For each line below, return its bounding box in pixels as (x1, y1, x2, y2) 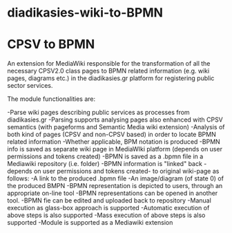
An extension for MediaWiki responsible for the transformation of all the (7, 59, 211, 68)
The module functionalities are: (7, 95, 95, 103)
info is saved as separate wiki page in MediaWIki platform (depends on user (7, 145, 223, 153)
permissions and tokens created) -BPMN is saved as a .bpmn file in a (7, 152, 204, 160)
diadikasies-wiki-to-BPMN (7, 5, 164, 21)
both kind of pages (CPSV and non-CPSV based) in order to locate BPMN (7, 130, 216, 139)
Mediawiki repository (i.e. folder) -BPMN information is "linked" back (7, 160, 202, 168)
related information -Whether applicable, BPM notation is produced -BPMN (7, 138, 221, 146)
